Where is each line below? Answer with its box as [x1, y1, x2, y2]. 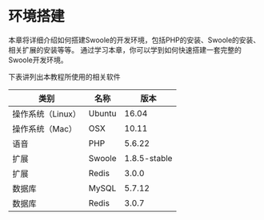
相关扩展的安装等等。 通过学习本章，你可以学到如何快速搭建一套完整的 [8, 45, 242, 54]
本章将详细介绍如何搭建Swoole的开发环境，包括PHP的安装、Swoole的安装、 [8, 35, 261, 45]
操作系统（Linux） [12, 108, 82, 120]
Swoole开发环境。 [8, 55, 68, 65]
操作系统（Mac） [12, 123, 78, 134]
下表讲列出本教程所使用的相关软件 [8, 72, 121, 81]
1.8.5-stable [124, 152, 173, 163]
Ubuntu [88, 108, 117, 119]
